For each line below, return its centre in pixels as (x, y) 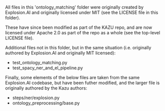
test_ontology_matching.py (40, 62)
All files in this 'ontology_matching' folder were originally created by (75, 7)
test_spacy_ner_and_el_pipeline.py (47, 68)
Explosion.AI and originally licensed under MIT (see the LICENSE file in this (82, 12)
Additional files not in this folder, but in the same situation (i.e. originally (78, 48)
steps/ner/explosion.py (36, 98)
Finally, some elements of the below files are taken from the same (73, 77)
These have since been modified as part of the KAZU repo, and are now (79, 27)
